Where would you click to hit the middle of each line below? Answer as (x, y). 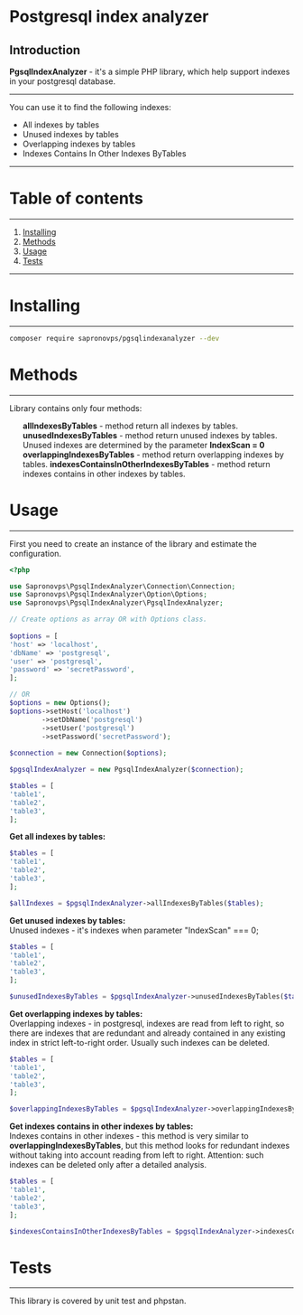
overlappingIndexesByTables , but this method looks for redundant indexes (150, 1146)
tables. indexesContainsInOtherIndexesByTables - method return (146, 464)
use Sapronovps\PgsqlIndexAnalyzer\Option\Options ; (108, 595)
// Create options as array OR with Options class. (108, 620)
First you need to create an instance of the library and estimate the (133, 543)
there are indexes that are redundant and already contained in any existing (147, 1033)
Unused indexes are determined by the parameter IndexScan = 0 (143, 445)
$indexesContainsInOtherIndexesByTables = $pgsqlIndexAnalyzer (131, 1231)
